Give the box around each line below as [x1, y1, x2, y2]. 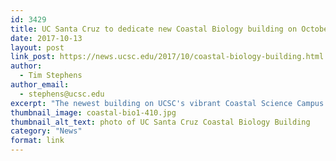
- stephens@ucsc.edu [19, 89, 105, 99]
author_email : [10, 80, 70, 90]
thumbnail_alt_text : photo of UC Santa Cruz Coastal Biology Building [10, 117, 311, 127]
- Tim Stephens [19, 71, 83, 81]
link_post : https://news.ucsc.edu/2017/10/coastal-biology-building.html [10, 52, 325, 62]
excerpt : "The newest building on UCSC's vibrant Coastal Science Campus [10, 98, 325, 108]
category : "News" [10, 126, 83, 136]
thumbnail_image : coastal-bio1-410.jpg [10, 107, 177, 118]
